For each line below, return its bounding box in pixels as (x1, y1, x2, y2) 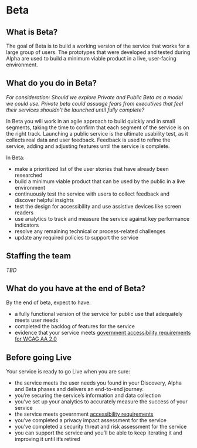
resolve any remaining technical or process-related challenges (14, 227, 166, 235)
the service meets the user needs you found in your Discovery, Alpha (14, 379, 182, 386)
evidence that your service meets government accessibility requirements (14, 329, 191, 336)
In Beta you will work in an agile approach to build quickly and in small (6, 117, 175, 124)
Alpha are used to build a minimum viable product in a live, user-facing (6, 55, 177, 62)
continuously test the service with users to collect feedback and (14, 190, 170, 197)
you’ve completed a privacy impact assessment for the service (14, 417, 167, 424)
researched (14, 171, 43, 178)
